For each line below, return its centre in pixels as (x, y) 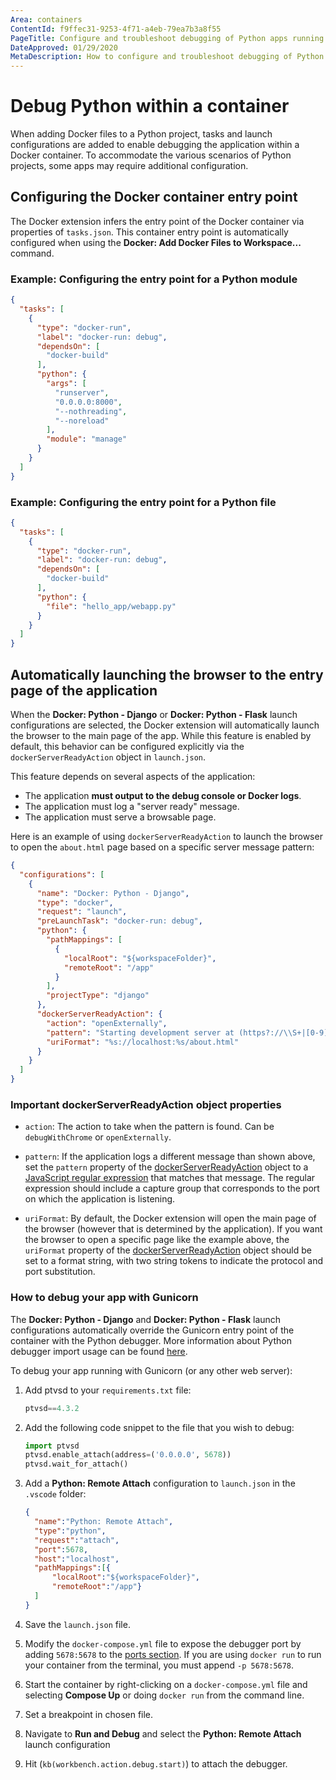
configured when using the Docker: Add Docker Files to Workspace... (156, 242)
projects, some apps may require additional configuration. (129, 166)
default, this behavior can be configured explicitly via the (127, 747)
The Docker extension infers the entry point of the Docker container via (157, 221)
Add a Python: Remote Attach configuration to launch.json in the (160, 1483)
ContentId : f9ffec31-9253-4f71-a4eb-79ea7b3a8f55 (116, 29)
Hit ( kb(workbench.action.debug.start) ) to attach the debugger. (156, 1763)
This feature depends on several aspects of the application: (133, 777)
